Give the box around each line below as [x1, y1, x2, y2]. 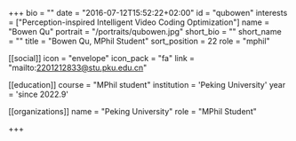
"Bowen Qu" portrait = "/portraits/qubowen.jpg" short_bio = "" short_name [8, 27, 282, 36]
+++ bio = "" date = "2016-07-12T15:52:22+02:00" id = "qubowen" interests [8, 8, 288, 18]
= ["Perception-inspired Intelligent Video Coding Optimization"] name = [8, 17, 270, 27]
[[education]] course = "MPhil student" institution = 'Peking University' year [8, 80, 286, 90]
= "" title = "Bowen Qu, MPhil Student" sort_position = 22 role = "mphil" [8, 35, 270, 46]
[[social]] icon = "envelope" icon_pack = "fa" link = [8, 53, 196, 63]
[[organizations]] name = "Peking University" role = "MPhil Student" [8, 106, 257, 116]
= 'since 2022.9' [8, 89, 68, 99]
